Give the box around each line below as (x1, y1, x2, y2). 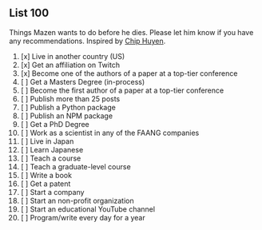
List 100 (9, 6, 50, 20)
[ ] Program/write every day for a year (20, 212, 146, 222)
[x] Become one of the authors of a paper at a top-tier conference (20, 68, 238, 78)
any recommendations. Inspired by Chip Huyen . (9, 36, 166, 46)
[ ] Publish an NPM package (20, 111, 113, 121)
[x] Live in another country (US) (20, 51, 125, 61)
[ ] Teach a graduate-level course (20, 161, 131, 171)
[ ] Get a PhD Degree (20, 119, 90, 129)
